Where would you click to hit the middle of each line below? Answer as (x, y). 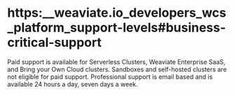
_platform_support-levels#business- (117, 28)
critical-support (54, 43)
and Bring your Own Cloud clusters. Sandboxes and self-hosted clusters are (117, 69)
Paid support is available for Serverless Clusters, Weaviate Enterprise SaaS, (116, 61)
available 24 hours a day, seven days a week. (73, 84)
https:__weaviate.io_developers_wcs (117, 13)
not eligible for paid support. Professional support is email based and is (110, 76)
